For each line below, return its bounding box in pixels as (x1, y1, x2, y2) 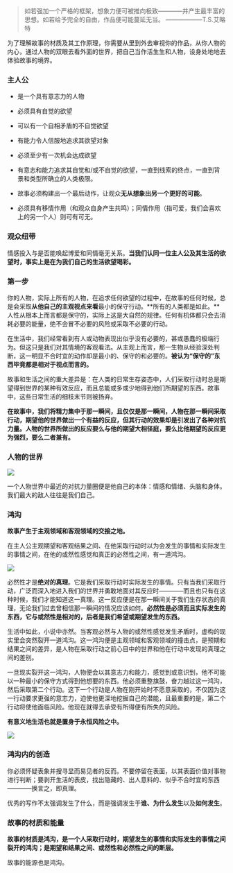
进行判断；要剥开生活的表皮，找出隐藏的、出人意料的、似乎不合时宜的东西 (7, 775, 220, 784)
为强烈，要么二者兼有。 (7, 433, 74, 441)
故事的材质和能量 (7, 818, 64, 827)
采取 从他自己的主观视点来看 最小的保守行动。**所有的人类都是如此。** (19, 302, 221, 311)
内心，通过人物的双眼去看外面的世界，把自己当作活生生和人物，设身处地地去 (7, 48, 226, 55)
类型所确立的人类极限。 (29, 175, 97, 183)
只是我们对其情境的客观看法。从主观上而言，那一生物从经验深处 (31, 343, 214, 351)
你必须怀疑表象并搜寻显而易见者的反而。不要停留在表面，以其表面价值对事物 (7, 766, 226, 775)
